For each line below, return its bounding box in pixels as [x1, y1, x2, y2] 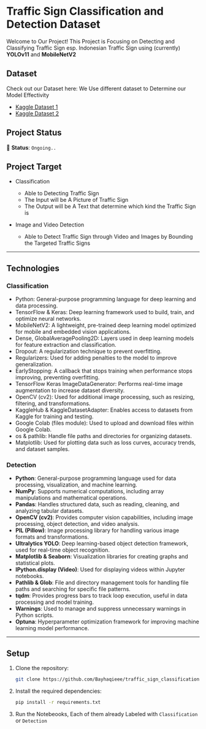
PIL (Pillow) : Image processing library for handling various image [15, 526, 180, 534]
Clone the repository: [15, 665, 69, 672]
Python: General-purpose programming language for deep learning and [15, 296, 196, 303]
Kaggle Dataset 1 [15, 103, 58, 110]
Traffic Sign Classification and [6, 4, 164, 18]
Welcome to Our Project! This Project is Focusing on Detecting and [6, 37, 175, 45]
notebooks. [15, 573, 44, 580]
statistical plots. [15, 560, 55, 567]
